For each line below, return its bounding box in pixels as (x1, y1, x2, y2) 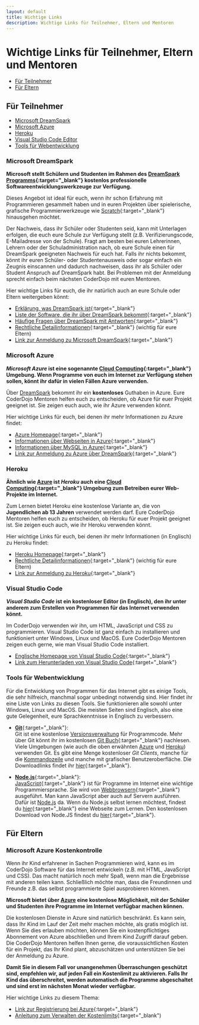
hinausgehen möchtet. (6, 213, 61, 220)
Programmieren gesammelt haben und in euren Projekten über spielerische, (6, 201, 192, 208)
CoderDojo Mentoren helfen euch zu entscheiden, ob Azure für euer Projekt (6, 395, 192, 402)
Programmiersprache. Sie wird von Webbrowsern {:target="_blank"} (14, 786, 180, 793)
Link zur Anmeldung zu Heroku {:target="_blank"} (14, 570, 135, 577)
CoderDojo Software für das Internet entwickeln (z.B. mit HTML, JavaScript (6, 866, 191, 873)
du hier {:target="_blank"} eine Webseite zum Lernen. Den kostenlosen (14, 805, 188, 812)
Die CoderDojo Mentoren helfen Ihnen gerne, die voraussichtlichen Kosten (6, 939, 188, 947)
